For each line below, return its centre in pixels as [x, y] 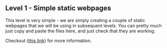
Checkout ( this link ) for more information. [48, 40]
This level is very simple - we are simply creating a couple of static [75, 20]
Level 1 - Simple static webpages [58, 8]
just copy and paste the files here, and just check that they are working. [80, 31]
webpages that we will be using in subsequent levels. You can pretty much [83, 25]
